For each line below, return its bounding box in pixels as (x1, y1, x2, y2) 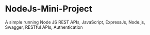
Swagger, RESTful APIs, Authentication (5, 24, 83, 30)
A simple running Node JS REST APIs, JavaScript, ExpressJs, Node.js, (5, 19, 146, 25)
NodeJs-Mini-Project (5, 3, 92, 14)
